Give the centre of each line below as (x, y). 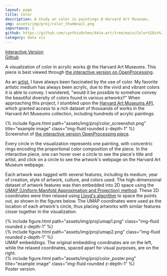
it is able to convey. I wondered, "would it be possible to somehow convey (81, 92)
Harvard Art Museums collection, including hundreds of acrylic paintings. (80, 113)
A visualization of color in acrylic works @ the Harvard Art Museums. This (81, 67)
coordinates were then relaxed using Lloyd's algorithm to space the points (81, 196)
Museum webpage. (25, 165)
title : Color (19, 14)
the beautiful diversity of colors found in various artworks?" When (73, 97)
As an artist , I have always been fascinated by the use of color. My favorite (82, 82)
